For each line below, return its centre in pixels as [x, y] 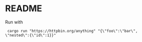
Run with [14, 22]
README [24, 9]
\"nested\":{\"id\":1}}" [31, 35]
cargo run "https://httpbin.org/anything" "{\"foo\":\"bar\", [72, 31]
